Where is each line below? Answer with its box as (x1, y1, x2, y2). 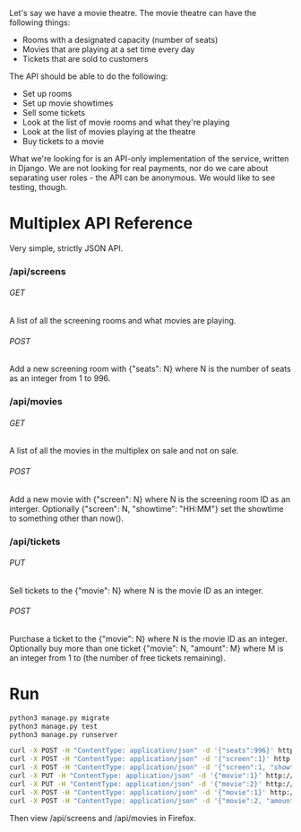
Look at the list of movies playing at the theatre (21, 126, 196, 137)
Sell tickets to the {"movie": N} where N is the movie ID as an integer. (9, 585, 264, 595)
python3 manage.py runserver (9, 730, 118, 739)
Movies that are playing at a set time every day (21, 44, 195, 55)
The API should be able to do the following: (9, 71, 168, 82)
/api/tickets (9, 535, 61, 548)
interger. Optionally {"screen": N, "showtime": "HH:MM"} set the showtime (9, 503, 284, 514)
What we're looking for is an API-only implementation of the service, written (9, 153, 289, 164)
